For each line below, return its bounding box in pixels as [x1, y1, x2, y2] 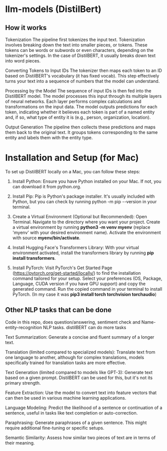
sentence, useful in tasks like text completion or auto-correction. [5, 410, 138, 416]
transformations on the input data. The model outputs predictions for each [5, 104, 158, 109]
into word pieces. [5, 58, 41, 63]
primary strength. [5, 380, 41, 386]
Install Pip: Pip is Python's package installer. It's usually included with [12, 193, 155, 199]
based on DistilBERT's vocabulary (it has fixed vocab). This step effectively [5, 73, 160, 78]
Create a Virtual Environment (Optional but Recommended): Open [12, 213, 147, 219]
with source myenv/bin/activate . [12, 235, 81, 241]
